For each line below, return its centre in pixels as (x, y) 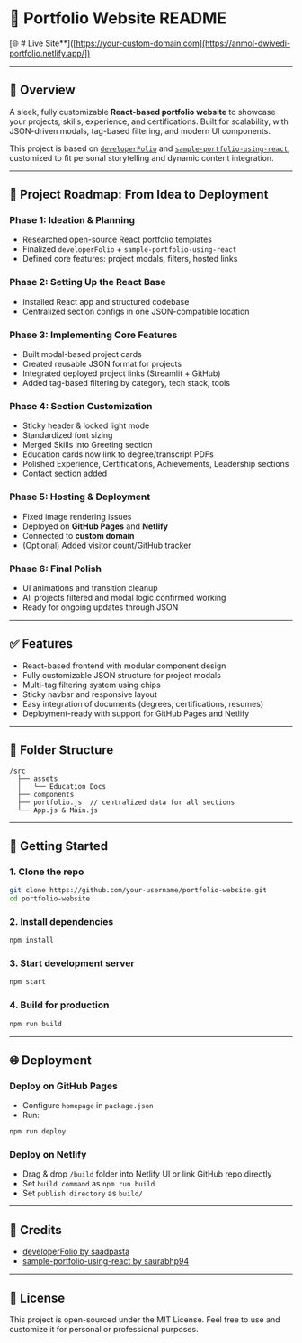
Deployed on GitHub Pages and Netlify (95, 526)
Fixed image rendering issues (77, 516)
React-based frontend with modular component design (124, 666)
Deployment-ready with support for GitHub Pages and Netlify (136, 713)
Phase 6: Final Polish (55, 569)
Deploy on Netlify (48, 1154)
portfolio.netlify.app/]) (50, 53)
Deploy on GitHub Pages (64, 1086)
